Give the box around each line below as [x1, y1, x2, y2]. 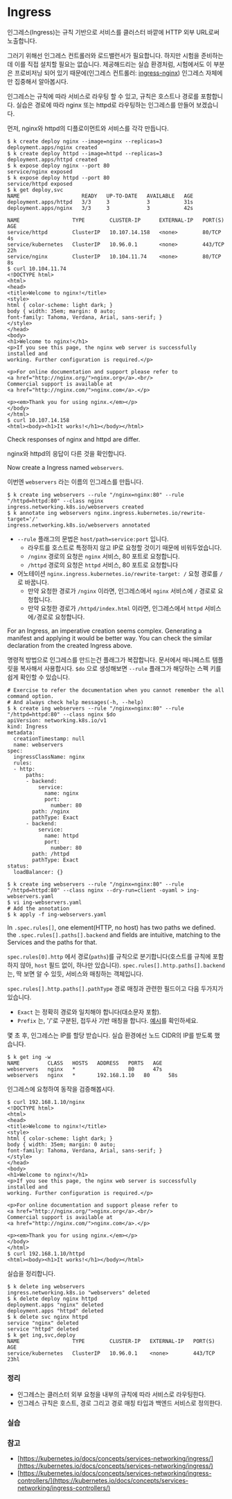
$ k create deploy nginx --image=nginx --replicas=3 [7, 138, 163, 145]
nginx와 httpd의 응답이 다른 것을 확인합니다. [7, 449, 127, 457]
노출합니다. [7, 36, 37, 45]
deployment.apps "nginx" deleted [7, 1301, 104, 1308]
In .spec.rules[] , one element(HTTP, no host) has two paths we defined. [7, 923, 216, 931]
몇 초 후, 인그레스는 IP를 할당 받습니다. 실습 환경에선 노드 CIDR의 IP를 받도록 [7, 1031, 213, 1040]
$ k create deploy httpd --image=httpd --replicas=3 [7, 150, 163, 157]
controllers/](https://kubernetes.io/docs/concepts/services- [17, 1477, 189, 1485]
